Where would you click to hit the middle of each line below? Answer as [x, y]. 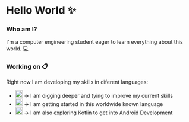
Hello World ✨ [41, 10]
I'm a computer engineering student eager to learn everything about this [94, 42]
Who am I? [22, 29]
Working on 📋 [27, 67]
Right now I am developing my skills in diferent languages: [77, 82]
